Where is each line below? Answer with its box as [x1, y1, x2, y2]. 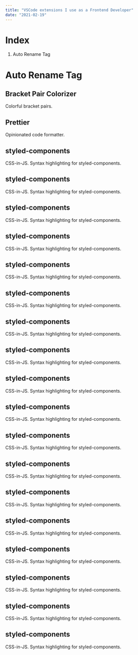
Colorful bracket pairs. [5, 103, 53, 109]
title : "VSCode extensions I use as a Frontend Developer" [5, 7, 134, 13]
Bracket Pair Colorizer [5, 90, 77, 98]
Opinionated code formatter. [5, 132, 65, 138]
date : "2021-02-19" [5, 12, 47, 17]
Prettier [5, 118, 30, 127]
